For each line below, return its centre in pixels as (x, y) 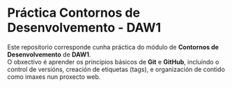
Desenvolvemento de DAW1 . (49, 54)
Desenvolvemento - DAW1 (84, 28)
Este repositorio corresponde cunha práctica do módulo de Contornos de (113, 47)
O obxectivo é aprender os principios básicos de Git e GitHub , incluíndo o (113, 61)
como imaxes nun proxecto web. (54, 76)
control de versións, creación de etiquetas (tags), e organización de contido (116, 69)
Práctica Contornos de (74, 13)
